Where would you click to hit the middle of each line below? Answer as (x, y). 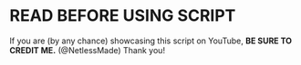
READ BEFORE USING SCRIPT (123, 16)
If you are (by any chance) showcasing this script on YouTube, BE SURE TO (151, 41)
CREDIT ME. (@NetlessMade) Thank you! (88, 50)
